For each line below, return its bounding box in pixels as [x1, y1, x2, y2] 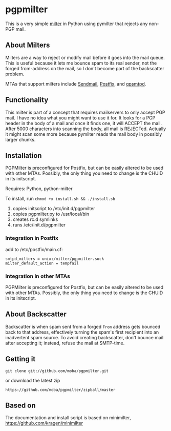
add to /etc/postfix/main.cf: [5, 246, 63, 252]
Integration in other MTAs [5, 273, 71, 280]
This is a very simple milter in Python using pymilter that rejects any [5, 20, 148, 27]
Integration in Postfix [5, 235, 59, 242]
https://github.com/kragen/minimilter [5, 420, 83, 426]
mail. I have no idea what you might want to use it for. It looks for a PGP [5, 114, 156, 121]
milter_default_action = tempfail [5, 260, 79, 266]
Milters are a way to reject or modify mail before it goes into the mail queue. [5, 54, 165, 60]
